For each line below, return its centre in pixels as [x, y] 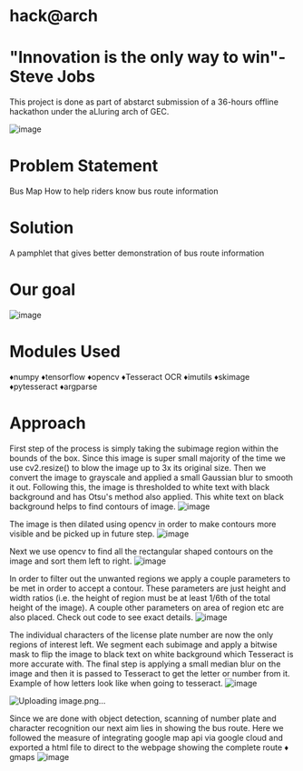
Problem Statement [84, 166]
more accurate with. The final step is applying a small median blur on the [145, 664]
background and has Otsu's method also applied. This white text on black [147, 496]
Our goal [43, 290]
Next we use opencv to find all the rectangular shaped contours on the [142, 551]
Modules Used [65, 352]
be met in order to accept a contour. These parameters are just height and [148, 588]
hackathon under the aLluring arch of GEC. [89, 112]
